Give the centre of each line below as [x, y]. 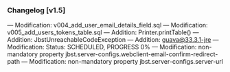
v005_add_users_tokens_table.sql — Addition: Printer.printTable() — [103, 32]
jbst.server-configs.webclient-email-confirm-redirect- [141, 54]
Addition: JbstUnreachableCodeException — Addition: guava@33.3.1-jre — [113, 40]
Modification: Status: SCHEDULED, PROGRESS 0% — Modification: [102, 47]
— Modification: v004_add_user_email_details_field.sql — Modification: [107, 25]
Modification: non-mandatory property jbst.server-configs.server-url [126, 62]
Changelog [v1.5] [36, 10]
